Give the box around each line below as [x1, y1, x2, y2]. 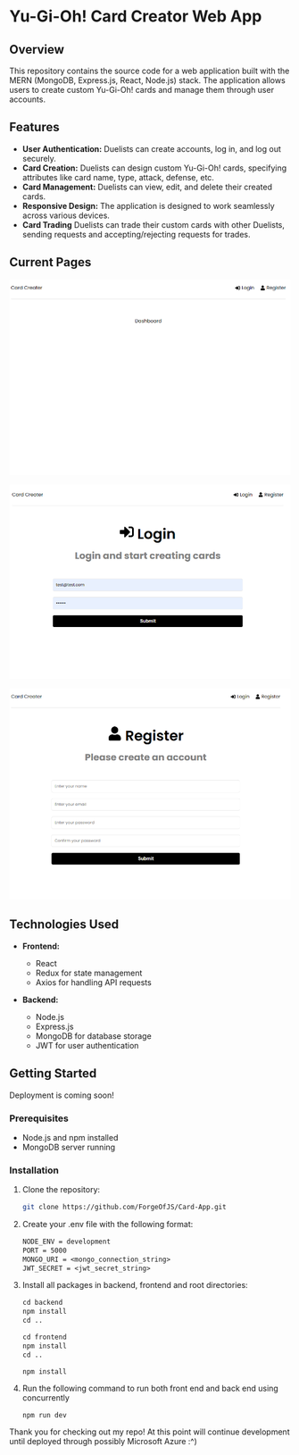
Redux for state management [35, 967, 143, 978]
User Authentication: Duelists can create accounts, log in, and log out [21, 143, 281, 154]
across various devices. [21, 210, 110, 221]
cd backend [21, 1298, 63, 1308]
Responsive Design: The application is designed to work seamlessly [21, 200, 275, 211]
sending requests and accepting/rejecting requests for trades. [21, 229, 251, 239]
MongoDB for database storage [35, 1030, 152, 1041]
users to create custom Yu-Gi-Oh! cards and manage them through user [9, 85, 275, 95]
